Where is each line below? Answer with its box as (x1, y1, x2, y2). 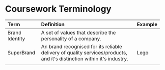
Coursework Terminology (5, 3, 111, 15)
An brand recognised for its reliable (41, 43, 123, 50)
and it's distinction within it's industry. (41, 55, 129, 62)
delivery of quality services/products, (41, 49, 128, 56)
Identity (7, 35, 26, 42)
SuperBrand (7, 49, 35, 56)
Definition (41, 21, 65, 28)
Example (137, 21, 158, 28)
